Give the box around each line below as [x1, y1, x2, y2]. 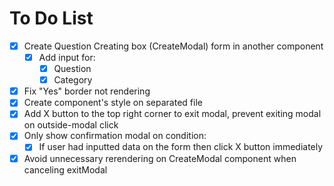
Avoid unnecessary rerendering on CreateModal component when [23, 152, 297, 164]
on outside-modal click [23, 119, 119, 131]
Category [53, 74, 93, 86]
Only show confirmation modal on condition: [23, 130, 207, 142]
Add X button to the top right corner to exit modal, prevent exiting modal [23, 108, 322, 120]
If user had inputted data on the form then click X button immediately [38, 141, 324, 153]
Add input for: [38, 52, 96, 63]
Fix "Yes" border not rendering [23, 85, 151, 97]
